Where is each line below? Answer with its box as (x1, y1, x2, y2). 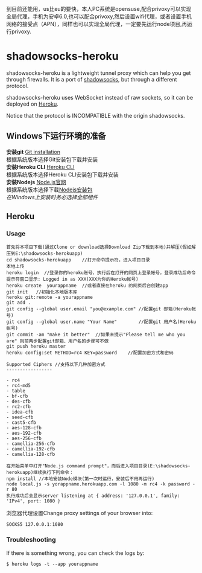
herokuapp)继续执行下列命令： (6, 470, 74, 476)
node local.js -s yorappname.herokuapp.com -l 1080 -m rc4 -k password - (6, 481, 196, 487)
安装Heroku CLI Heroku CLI (6, 163, 75, 170)
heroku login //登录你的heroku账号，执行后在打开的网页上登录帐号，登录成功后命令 (6, 270, 196, 276)
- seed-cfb (6, 414, 34, 421)
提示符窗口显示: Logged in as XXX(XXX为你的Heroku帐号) (6, 277, 139, 283)
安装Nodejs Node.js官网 (6, 178, 66, 185)
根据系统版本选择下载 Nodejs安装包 (6, 186, 93, 193)
